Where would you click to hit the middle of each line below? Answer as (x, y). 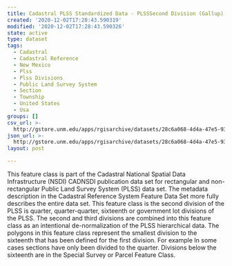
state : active (28, 33)
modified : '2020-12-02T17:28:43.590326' (66, 26)
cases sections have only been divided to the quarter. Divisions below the (112, 247)
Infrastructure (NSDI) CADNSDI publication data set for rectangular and (108, 181)
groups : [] (23, 116)
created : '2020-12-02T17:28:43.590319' (65, 20)
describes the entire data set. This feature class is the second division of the (116, 203)
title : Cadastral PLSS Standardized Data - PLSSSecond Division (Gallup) (116, 13)
